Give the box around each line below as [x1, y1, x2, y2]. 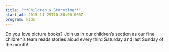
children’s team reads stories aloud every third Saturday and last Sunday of [5, 36, 164, 42]
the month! [5, 42, 28, 48]
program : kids [5, 17, 36, 22]
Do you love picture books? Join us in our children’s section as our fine [5, 31, 155, 37]
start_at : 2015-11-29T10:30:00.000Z [5, 12, 83, 17]
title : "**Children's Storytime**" [5, 7, 81, 13]
